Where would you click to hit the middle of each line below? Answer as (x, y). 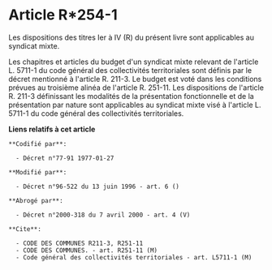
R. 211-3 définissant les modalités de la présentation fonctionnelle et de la (131, 96)
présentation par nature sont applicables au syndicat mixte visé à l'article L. (135, 105)
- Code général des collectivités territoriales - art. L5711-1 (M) (134, 257)
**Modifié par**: (38, 172)
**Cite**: (25, 229)
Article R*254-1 (63, 15)
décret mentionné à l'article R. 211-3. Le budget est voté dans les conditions (135, 79)
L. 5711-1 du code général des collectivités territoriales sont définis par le (130, 70)
